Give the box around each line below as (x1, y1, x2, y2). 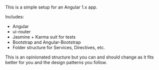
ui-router (12, 29, 31, 34)
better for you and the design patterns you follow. (5, 60, 107, 65)
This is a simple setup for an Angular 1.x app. (5, 4, 97, 10)
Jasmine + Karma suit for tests (12, 34, 76, 40)
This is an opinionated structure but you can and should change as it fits (5, 54, 154, 60)
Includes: (5, 14, 24, 19)
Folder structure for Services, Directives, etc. (12, 45, 105, 50)
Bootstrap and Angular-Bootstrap (12, 39, 81, 45)
